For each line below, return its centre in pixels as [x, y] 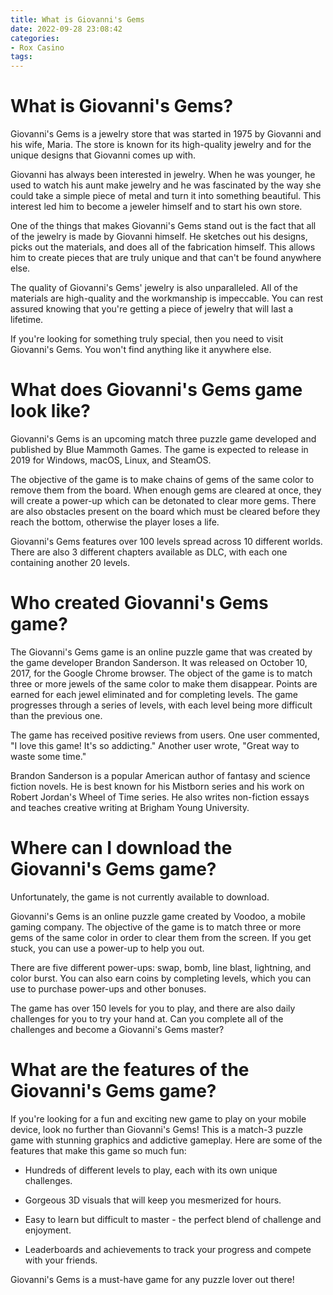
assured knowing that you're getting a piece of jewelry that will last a [152, 309]
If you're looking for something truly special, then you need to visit [147, 339]
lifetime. [27, 320]
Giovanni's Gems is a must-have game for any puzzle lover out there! [152, 1279]
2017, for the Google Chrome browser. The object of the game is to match [161, 673]
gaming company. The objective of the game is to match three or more [156, 927]
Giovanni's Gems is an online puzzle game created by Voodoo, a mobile [158, 916]
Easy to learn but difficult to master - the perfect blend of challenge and [173, 1219]
